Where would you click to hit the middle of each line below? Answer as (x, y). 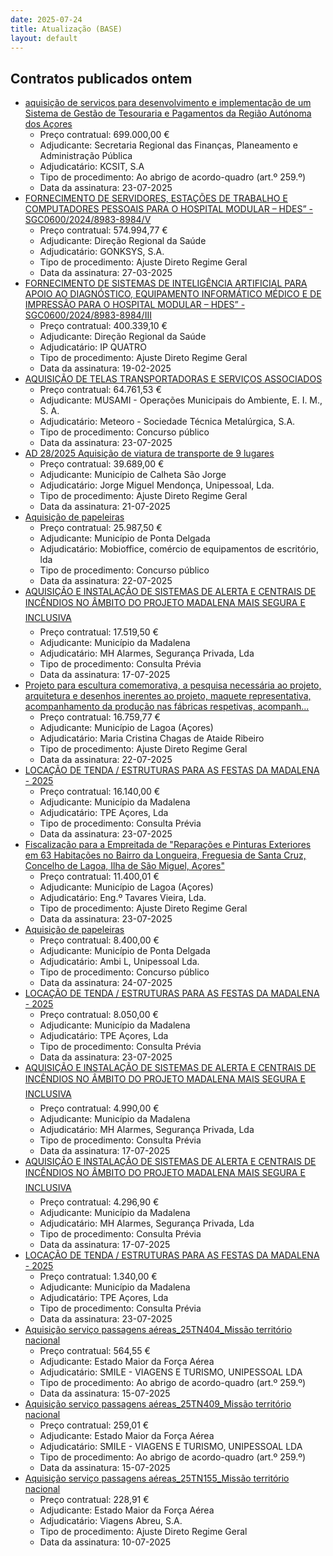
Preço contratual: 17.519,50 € (99, 632)
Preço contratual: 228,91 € (94, 1500)
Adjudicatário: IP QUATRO (93, 347)
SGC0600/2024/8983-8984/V (88, 220)
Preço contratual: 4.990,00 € (99, 1108)
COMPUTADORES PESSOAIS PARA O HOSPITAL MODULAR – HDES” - (169, 209)
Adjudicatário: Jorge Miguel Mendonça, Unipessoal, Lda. (157, 485)
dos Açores (48, 124)
